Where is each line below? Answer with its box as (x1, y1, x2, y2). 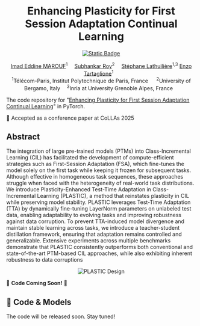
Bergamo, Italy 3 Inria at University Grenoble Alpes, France (23, 83, 173, 91)
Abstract (6, 131, 40, 142)
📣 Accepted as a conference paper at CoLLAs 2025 (6, 114, 134, 121)
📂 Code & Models (6, 297, 72, 307)
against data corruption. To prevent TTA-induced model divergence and (6, 218, 185, 225)
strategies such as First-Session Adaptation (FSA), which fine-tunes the (6, 161, 185, 168)
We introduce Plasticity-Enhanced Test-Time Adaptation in (6, 186, 152, 193)
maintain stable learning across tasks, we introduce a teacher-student (6, 224, 180, 232)
